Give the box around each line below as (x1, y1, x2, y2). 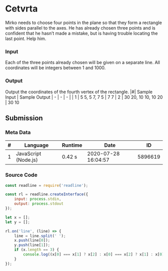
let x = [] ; (5, 215, 30, 220)
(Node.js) (15, 156, 38, 163)
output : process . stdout (14, 201, 64, 206)
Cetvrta (5, 3, 38, 15)
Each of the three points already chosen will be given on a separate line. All (5, 60, 160, 66)
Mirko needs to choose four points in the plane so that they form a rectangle (5, 20, 162, 26)
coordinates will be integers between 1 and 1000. (5, 65, 106, 71)
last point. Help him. (5, 36, 46, 42)
